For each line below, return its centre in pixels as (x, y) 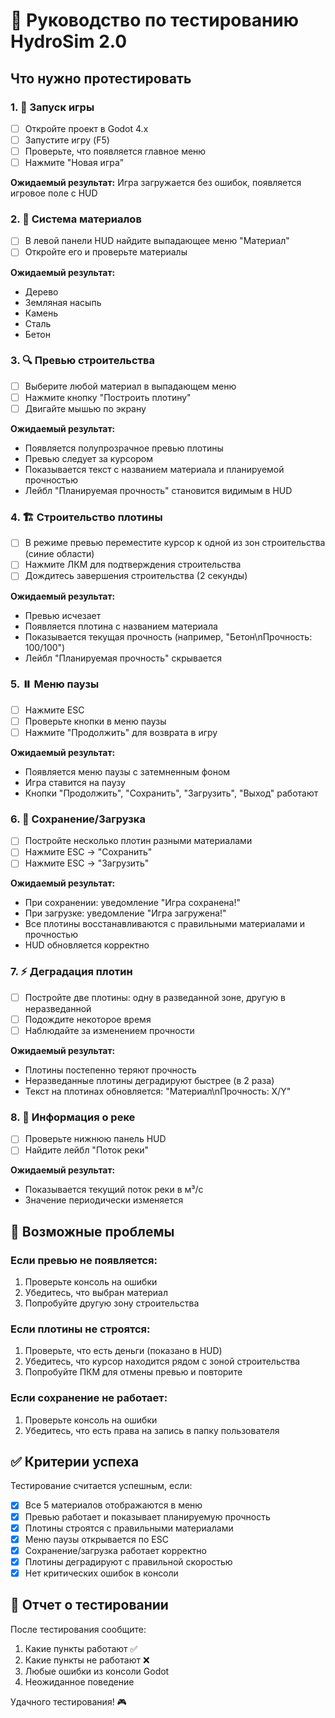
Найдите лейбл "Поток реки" (87, 1150)
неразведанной (58, 1008)
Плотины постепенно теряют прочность (110, 1070)
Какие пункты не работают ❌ (87, 1660)
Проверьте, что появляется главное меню (115, 151)
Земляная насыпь (63, 302)
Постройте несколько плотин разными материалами (138, 841)
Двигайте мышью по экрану (85, 408)
